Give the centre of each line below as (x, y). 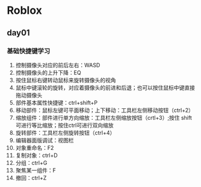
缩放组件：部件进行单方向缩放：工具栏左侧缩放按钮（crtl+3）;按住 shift (104, 117)
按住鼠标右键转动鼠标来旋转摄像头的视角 (66, 80)
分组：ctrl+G (31, 162)
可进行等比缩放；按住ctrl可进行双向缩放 (64, 125)
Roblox (25, 11)
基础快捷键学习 (29, 51)
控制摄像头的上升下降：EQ (48, 72)
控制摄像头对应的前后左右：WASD (58, 65)
